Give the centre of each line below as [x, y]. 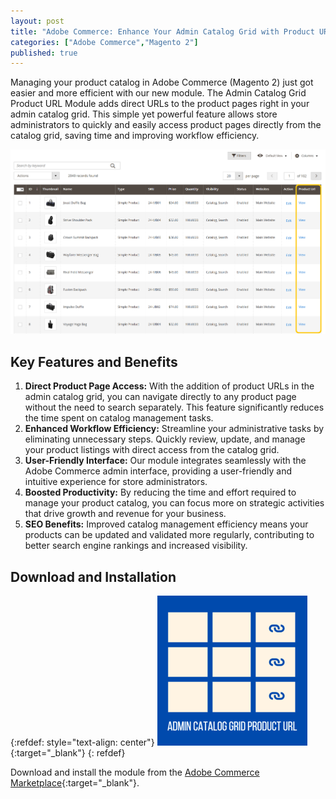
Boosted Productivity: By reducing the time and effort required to [160, 492]
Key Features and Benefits [94, 361]
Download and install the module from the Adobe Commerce [135, 772]
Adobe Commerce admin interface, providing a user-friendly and [158, 471]
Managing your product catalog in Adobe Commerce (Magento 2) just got [162, 82]
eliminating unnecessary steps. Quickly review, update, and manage [165, 439]
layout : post [37, 21]
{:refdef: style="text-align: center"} [82, 742]
